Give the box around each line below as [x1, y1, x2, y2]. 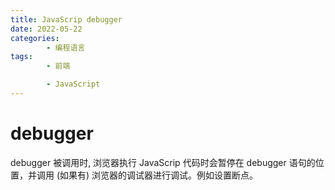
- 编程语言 [46, 42, 86, 53]
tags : [10, 52, 33, 62]
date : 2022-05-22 [10, 24, 83, 34]
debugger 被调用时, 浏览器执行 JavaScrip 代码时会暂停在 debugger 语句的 [10, 156, 316, 168]
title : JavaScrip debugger [10, 14, 123, 25]
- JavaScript [46, 79, 101, 90]
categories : [10, 33, 60, 43]
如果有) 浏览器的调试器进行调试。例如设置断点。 [59, 169, 259, 181]
